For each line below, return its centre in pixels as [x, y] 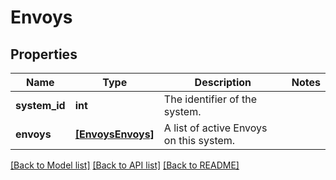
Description [223, 82]
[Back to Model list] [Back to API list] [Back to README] [125, 165]
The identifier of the [210, 99]
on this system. [199, 140]
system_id [40, 105]
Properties [44, 54]
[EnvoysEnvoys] [114, 134]
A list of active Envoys [215, 128]
